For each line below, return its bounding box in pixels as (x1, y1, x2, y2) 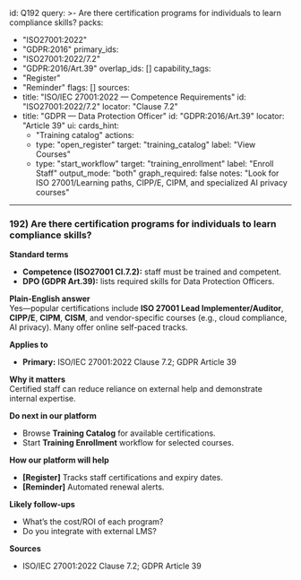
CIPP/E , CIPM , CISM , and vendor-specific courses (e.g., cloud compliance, (9, 313, 288, 324)
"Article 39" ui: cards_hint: (21, 120, 119, 131)
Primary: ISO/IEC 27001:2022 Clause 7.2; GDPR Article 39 (21, 357, 237, 368)
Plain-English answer (9, 293, 91, 304)
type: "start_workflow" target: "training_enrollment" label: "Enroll (35, 159, 274, 169)
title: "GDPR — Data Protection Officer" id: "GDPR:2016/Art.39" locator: (21, 111, 285, 121)
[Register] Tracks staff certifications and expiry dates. (21, 472, 224, 483)
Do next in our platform (9, 411, 97, 421)
